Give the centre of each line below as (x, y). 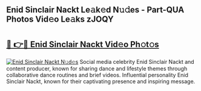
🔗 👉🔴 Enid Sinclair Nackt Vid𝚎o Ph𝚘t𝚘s (83, 44)
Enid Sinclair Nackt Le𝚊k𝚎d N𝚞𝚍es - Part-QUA (95, 10)
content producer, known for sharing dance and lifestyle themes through (97, 68)
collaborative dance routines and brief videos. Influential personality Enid (97, 75)
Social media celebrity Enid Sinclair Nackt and (137, 62)
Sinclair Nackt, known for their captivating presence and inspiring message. (101, 81)
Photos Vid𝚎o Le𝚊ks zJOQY (60, 20)
